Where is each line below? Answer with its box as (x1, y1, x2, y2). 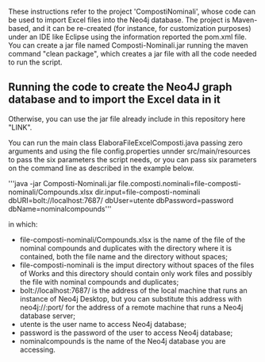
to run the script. (8, 57, 63, 67)
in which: (8, 219, 38, 229)
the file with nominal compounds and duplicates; (19, 277, 179, 286)
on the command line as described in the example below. (8, 163, 194, 173)
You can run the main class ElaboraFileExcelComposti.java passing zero (8, 138, 244, 147)
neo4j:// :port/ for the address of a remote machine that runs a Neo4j (19, 302, 244, 312)
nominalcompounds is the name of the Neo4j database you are (19, 336, 226, 345)
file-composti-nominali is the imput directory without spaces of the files (19, 260, 255, 270)
